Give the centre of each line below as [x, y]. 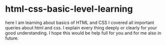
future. [12, 38]
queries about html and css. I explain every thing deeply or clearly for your [81, 27]
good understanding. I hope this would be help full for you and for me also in [83, 33]
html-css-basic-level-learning [69, 9]
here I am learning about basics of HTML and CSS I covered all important [80, 22]
